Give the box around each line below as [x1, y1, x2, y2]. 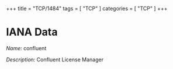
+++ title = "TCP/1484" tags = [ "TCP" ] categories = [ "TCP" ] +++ [6, 5, 168, 12]
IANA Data [6, 26, 58, 39]
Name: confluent [6, 44, 47, 51]
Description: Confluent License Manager [6, 56, 104, 63]
